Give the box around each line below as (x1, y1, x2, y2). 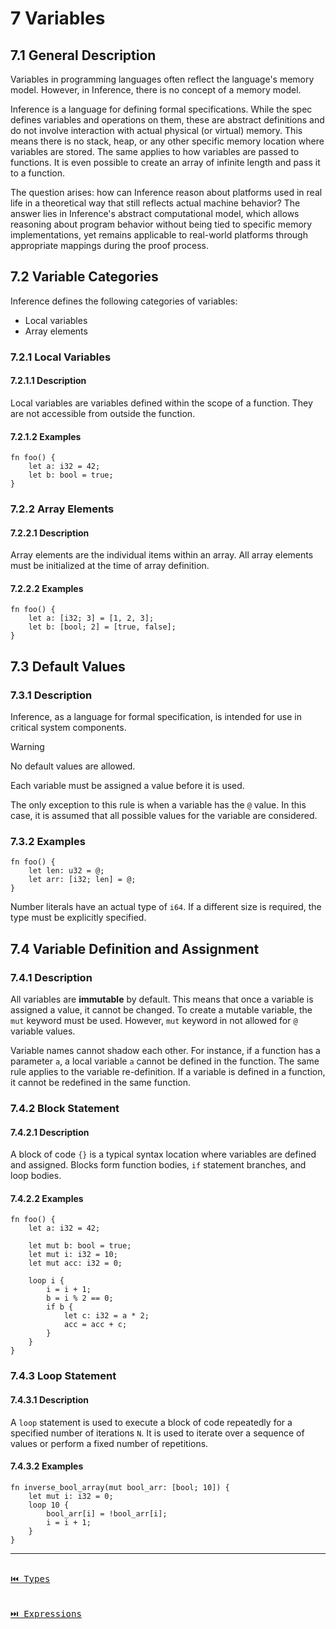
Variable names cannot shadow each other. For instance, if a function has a (10, 1045, 321, 1057)
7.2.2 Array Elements (10, 502, 115, 516)
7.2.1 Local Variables (10, 350, 112, 364)
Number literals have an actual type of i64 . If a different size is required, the (10, 901, 322, 913)
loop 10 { (28, 1500, 70, 1510)
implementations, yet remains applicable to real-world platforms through (10, 229, 308, 241)
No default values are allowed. (10, 760, 136, 772)
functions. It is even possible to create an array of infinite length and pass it (10, 157, 321, 168)
